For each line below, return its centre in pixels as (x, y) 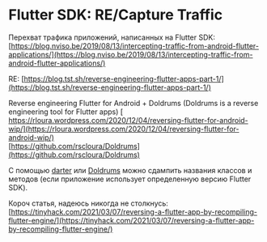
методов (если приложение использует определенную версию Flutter (130, 179)
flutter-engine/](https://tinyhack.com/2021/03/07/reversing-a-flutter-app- (131, 220)
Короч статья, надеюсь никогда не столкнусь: (88, 203)
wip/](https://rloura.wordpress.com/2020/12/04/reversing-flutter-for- (124, 129)
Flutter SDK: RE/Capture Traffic (116, 15)
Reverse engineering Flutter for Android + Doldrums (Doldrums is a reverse (133, 103)
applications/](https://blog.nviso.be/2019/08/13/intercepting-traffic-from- (131, 54)
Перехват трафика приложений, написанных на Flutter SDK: (112, 37)
